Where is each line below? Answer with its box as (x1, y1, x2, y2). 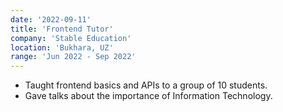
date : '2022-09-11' (10, 14, 92, 25)
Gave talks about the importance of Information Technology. (24, 90, 273, 102)
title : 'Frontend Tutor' (10, 24, 114, 34)
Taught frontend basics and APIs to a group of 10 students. (24, 79, 268, 91)
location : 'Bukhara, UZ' (10, 42, 114, 53)
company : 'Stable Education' (10, 33, 132, 43)
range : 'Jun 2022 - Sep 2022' (10, 52, 137, 62)
